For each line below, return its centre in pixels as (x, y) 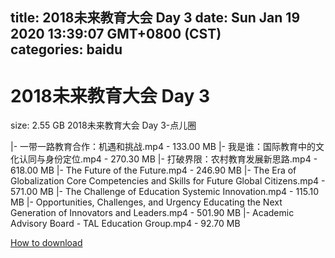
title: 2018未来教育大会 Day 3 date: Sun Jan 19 (155, 18)
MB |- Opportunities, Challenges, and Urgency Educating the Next (146, 202)
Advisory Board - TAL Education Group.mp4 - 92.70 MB (125, 224)
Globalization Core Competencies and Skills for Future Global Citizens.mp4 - (168, 181)
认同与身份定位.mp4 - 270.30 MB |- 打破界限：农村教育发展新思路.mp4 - (168, 159)
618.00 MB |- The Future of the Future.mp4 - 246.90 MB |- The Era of (153, 170)
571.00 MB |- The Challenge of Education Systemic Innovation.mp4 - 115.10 (165, 192)
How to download (46, 243)
